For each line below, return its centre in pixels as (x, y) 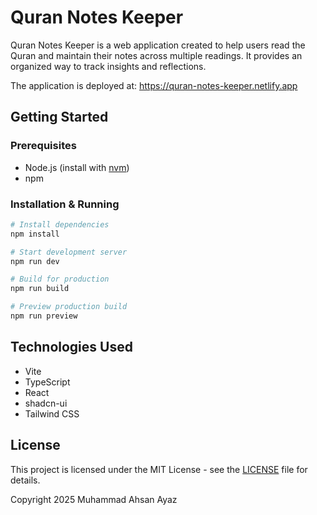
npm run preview (44, 316)
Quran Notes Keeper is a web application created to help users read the (158, 45)
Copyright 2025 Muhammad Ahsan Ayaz (94, 499)
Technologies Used (71, 347)
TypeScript (47, 382)
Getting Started (59, 117)
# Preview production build (69, 307)
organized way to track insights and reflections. (108, 66)
